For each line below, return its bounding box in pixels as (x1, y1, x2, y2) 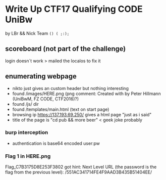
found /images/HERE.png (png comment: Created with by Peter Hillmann (12, 90, 161, 96)
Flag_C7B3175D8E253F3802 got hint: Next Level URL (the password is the (5, 164, 157, 170)
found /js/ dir (12, 101, 39, 107)
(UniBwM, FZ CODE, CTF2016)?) (12, 95, 79, 102)
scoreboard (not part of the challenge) (5, 45, 126, 53)
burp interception (5, 129, 49, 136)
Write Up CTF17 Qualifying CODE (5, 3, 143, 15)
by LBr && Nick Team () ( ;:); (5, 30, 69, 36)
